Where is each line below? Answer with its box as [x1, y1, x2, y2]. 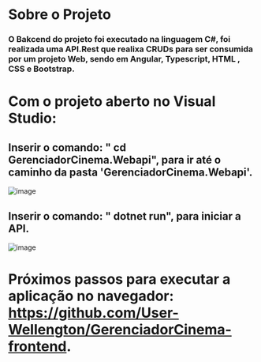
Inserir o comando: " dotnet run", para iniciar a [8, 209, 242, 223]
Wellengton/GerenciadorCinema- [8, 321, 233, 339]
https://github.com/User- [8, 304, 179, 322]
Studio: [8, 109, 57, 127]
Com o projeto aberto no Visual [8, 92, 216, 111]
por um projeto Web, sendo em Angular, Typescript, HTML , [8, 54, 240, 65]
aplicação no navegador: [8, 287, 174, 305]
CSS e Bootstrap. [8, 63, 75, 74]
